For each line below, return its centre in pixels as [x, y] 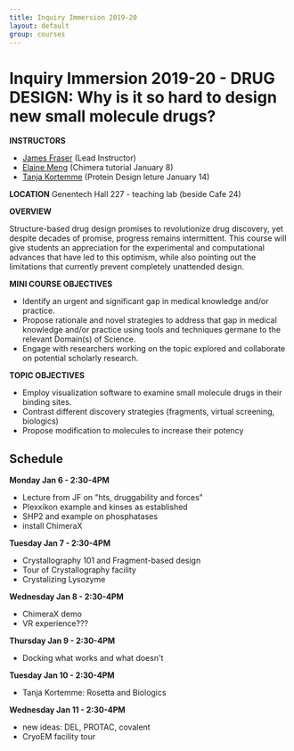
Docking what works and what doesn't [93, 658]
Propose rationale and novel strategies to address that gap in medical [150, 320]
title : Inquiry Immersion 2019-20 [73, 17]
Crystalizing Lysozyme [64, 580]
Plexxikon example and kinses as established [105, 507]
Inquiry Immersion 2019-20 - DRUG [143, 78]
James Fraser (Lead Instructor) [79, 158]
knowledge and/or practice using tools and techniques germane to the [151, 330]
